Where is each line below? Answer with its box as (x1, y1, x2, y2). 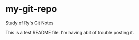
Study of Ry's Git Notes (5, 20, 54, 26)
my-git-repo (5, 3, 57, 15)
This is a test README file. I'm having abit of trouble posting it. (5, 29, 134, 35)
